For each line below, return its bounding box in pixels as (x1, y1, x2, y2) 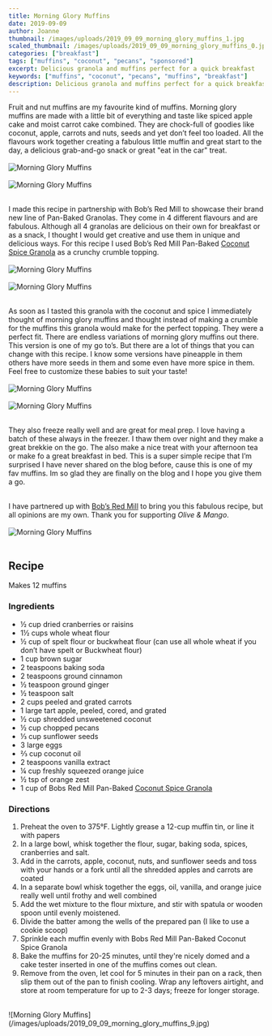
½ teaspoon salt (19, 688, 74, 698)
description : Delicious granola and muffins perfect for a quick (8, 80, 233, 88)
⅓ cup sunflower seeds (19, 731, 99, 741)
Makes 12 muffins (8, 581, 67, 591)
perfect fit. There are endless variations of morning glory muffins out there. (8, 332, 259, 342)
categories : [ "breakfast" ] (8, 49, 100, 58)
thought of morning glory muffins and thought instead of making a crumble (8, 314, 259, 325)
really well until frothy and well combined (19, 890, 158, 901)
